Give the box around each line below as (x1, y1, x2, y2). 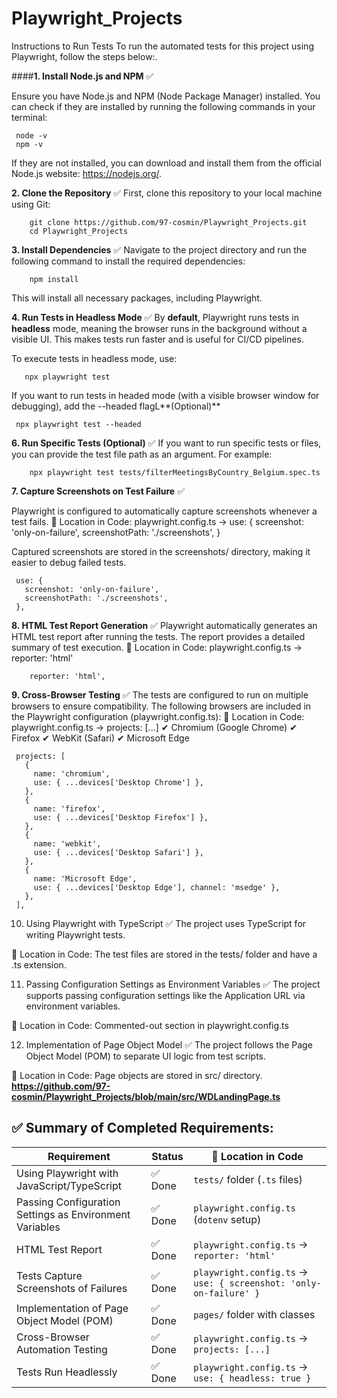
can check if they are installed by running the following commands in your (11, 100, 316, 112)
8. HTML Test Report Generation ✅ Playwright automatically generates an (11, 619, 318, 631)
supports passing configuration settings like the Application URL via (25, 989, 306, 1001)
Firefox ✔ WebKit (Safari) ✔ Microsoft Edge (11, 732, 190, 744)
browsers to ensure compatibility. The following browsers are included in (11, 700, 312, 712)
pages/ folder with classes (193, 1307, 316, 1321)
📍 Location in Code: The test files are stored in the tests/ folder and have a (11, 948, 318, 960)
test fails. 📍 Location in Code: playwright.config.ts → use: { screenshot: (11, 515, 304, 527)
